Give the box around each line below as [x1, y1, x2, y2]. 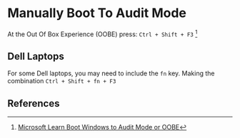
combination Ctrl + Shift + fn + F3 [7, 77, 116, 85]
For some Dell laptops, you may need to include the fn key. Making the [7, 69, 215, 78]
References [7, 97, 60, 110]
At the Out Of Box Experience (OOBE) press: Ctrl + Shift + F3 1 [7, 28, 198, 38]
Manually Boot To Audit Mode [7, 5, 187, 21]
